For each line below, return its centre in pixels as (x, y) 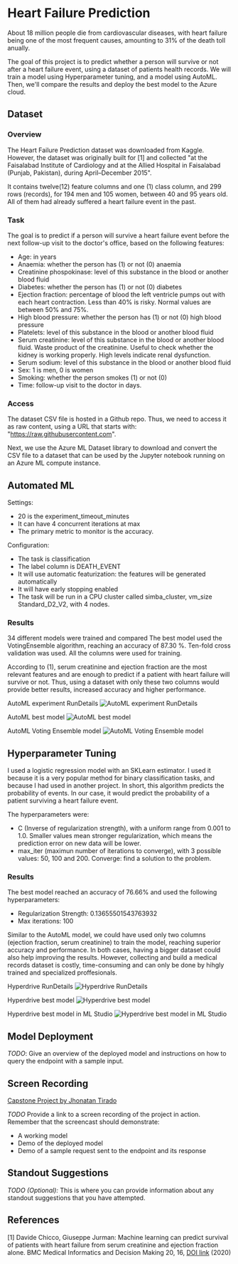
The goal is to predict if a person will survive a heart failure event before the (118, 235)
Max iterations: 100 (45, 921)
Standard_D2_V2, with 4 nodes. (64, 604)
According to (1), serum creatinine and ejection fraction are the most (107, 667)
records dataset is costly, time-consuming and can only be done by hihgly (116, 965)
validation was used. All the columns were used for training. (95, 653)
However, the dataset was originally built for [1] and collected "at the (107, 157)
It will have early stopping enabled (68, 589)
